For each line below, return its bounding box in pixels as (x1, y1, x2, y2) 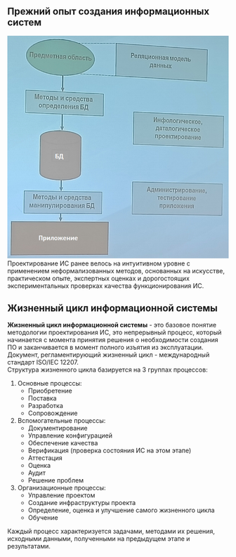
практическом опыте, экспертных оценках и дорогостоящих (7, 274, 190, 283)
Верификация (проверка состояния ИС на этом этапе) (27, 446, 192, 455)
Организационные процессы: (17, 484, 107, 492)
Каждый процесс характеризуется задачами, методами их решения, (7, 527, 216, 536)
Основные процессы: (17, 379, 82, 388)
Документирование (27, 424, 88, 433)
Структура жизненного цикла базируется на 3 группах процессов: (7, 365, 209, 374)
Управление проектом (27, 491, 96, 499)
